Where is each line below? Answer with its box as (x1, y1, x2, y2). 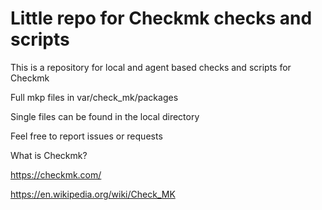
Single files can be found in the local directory (10, 110, 200, 122)
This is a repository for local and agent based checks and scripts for (10, 61, 292, 73)
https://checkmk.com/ (10, 168, 102, 181)
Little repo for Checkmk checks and (10, 7, 313, 30)
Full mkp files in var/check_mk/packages (10, 91, 179, 103)
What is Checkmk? (10, 149, 88, 161)
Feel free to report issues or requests (10, 130, 163, 142)
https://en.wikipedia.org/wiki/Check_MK (10, 188, 176, 200)
